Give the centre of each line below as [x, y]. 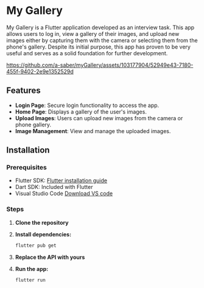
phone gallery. [33, 125]
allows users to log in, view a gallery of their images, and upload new [93, 33]
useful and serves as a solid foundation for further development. [87, 53]
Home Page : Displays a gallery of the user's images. [81, 111]
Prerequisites [26, 168]
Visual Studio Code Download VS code [64, 194]
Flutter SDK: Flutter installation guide [61, 180]
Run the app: [32, 269]
